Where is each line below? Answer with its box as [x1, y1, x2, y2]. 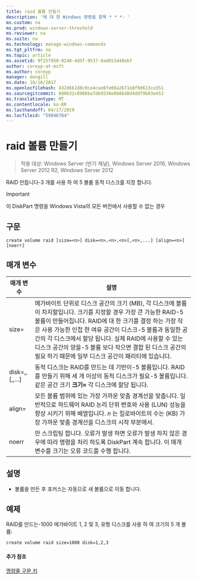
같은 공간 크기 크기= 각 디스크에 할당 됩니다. [35, 380, 148, 388]
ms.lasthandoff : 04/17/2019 [6, 107, 75, 113]
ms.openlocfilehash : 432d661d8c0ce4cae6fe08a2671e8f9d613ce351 [6, 85, 164, 91]
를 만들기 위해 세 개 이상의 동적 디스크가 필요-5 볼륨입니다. [35, 371, 188, 380]
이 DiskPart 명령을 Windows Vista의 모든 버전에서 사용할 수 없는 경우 [6, 203, 165, 210]
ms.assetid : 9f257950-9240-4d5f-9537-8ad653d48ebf [6, 58, 133, 63]
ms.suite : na [6, 36, 38, 42]
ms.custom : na [6, 19, 41, 25]
